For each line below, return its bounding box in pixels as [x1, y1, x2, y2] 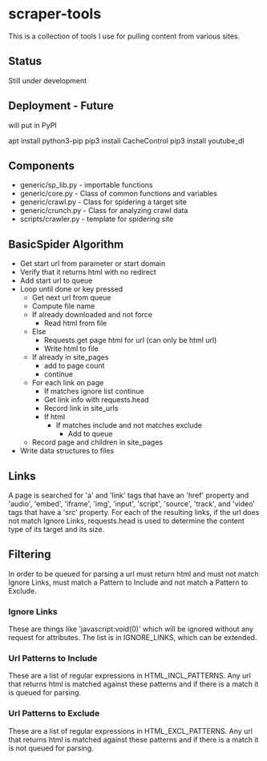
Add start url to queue [19, 276, 93, 285]
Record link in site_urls [43, 404, 119, 413]
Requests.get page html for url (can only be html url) [43, 336, 217, 345]
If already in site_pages [31, 352, 109, 362]
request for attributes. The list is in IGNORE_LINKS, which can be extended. [8, 633, 257, 642]
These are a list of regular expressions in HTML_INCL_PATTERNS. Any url [8, 670, 251, 681]
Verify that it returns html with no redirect [19, 268, 156, 277]
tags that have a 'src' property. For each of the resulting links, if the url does [8, 508, 260, 517]
